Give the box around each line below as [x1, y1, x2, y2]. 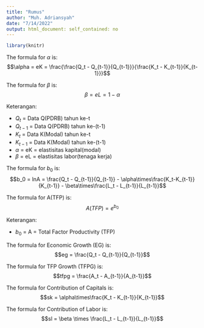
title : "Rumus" [6, 9, 45, 15]
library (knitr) [6, 43, 45, 49]
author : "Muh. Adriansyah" [6, 15, 75, 21]
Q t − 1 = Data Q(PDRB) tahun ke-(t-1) [15, 123, 106, 131]
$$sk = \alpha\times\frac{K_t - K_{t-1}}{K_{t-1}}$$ [40, 293, 165, 301]
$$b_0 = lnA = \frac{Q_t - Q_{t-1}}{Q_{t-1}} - [10, 176, 120, 183]
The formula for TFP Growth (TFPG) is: [6, 263, 104, 270]
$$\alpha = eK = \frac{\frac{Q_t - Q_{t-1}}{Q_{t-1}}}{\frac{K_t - [7, 63, 163, 71]
